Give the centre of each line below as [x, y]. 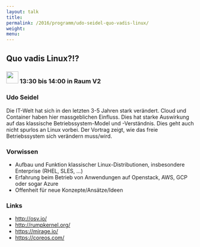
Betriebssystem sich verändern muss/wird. [59, 136]
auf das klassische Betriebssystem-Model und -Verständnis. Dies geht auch [100, 123]
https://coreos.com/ [40, 238]
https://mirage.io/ [36, 231]
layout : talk [23, 12]
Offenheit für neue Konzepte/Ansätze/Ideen [69, 190]
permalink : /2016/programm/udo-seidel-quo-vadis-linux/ [77, 23]
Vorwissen [22, 152]
